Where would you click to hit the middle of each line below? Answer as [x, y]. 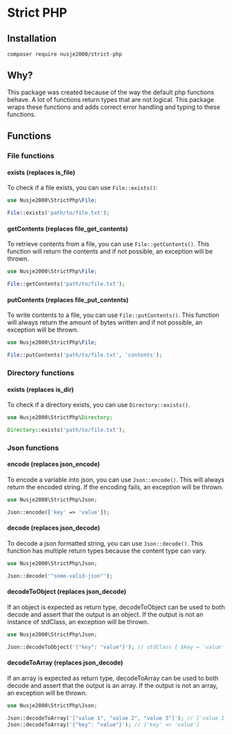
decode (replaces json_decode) [54, 528]
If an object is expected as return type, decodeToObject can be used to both [116, 607]
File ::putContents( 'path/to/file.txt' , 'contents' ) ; [85, 355]
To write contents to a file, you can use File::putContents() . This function [113, 315]
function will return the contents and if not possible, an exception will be [110, 252]
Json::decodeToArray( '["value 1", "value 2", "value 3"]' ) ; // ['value [113, 718]
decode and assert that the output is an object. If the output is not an [105, 614]
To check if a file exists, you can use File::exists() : [82, 188]
